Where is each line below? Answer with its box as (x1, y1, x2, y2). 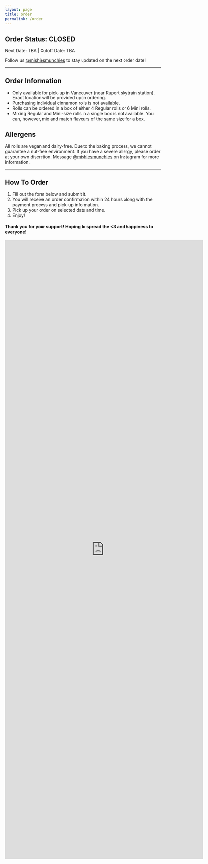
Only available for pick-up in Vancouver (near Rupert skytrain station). (12, 90, 155, 96)
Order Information (5, 76, 62, 85)
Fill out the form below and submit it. (12, 191, 87, 197)
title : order (5, 12, 32, 17)
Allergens (5, 130, 36, 139)
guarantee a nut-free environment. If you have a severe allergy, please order (5, 148, 161, 154)
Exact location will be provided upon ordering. (12, 95, 106, 100)
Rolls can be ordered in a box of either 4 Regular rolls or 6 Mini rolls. (12, 105, 151, 111)
